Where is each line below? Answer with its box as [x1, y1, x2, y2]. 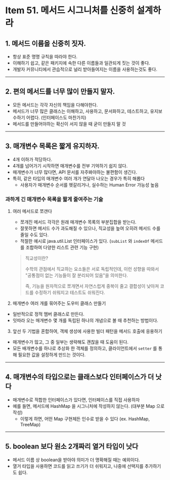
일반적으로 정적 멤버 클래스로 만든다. [12, 311, 84, 317]
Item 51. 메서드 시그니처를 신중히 [5, 5, 135, 16]
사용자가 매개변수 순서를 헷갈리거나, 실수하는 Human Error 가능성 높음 [20, 181, 159, 188]
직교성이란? [25, 255, 49, 261]
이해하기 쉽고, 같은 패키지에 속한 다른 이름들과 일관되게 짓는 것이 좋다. [12, 60, 150, 66]
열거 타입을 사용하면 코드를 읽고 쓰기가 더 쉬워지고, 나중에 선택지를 [12, 463, 144, 469]
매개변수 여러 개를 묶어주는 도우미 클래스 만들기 [12, 300, 106, 306]
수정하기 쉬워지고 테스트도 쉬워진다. [34, 289, 105, 295]
